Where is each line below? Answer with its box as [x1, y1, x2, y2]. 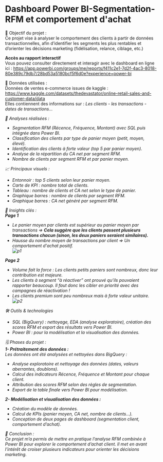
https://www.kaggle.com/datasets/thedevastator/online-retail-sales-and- [5, 90, 152, 96]
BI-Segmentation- [80, 3, 155, 15]
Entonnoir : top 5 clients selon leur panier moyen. [12, 177, 111, 183]
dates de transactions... [5, 106, 53, 112]
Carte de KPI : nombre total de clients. [12, 182, 89, 188]
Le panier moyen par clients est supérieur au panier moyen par [12, 222, 139, 228]
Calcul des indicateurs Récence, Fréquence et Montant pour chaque [12, 371, 150, 377]
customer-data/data [5, 95, 45, 101]
